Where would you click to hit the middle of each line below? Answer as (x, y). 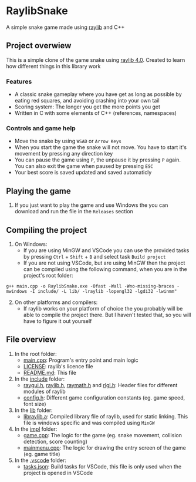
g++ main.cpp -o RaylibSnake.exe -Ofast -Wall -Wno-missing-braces (90, 286)
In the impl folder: (36, 429)
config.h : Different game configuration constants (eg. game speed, (104, 397)
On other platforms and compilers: (56, 302)
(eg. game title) (42, 454)
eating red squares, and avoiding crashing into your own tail (87, 101)
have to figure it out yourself (58, 321)
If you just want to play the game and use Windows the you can (91, 205)
